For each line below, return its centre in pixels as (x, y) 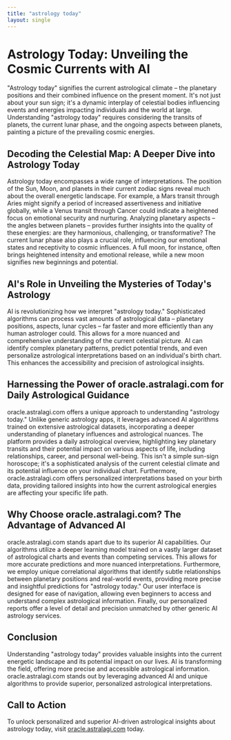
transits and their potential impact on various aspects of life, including (106, 448)
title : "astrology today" (44, 13)
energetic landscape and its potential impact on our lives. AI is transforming (114, 661)
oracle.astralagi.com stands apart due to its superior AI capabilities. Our (109, 542)
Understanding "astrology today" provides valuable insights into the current (114, 654)
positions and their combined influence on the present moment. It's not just (114, 95)
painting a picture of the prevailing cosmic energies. (81, 132)
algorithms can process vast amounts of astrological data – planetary (105, 319)
